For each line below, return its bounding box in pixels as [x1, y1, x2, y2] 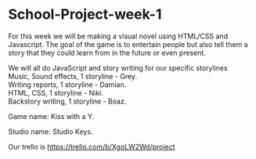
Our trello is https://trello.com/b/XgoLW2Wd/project [8, 142, 175, 151]
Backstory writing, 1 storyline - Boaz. [8, 96, 127, 106]
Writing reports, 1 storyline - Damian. [8, 80, 127, 89]
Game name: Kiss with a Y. [8, 111, 95, 121]
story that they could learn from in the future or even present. [8, 48, 206, 57]
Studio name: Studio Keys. [8, 127, 93, 136]
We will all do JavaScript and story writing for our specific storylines [8, 63, 229, 72]
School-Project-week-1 [8, 5, 162, 23]
